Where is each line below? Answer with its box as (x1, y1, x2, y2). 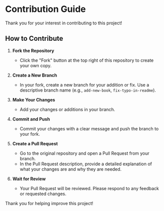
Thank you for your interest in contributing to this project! (5, 20, 123, 26)
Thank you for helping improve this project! (5, 200, 93, 206)
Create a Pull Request (12, 140, 58, 146)
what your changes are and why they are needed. (19, 166, 122, 172)
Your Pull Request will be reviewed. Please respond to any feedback (19, 185, 159, 191)
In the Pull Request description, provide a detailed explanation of (19, 161, 153, 167)
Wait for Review (12, 176, 46, 182)
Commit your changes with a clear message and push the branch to (19, 125, 159, 131)
